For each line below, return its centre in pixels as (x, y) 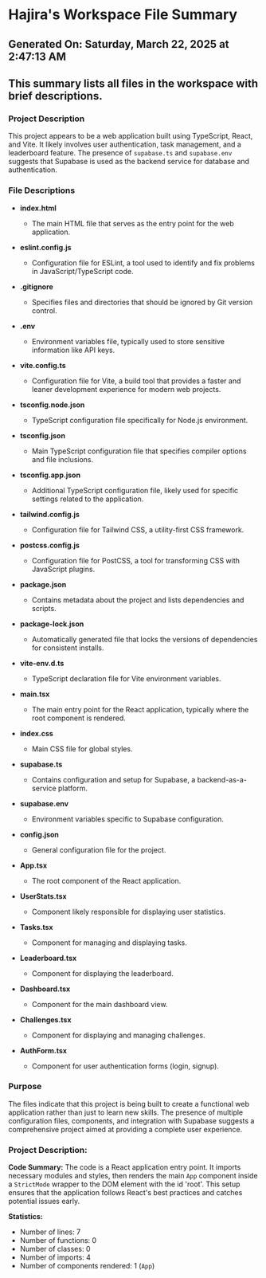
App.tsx (33, 865)
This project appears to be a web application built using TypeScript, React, (131, 136)
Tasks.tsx (36, 927)
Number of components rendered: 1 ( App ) (87, 1266)
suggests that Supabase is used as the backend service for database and (129, 162)
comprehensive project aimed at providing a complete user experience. (125, 1129)
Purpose (25, 1087)
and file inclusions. (63, 459)
